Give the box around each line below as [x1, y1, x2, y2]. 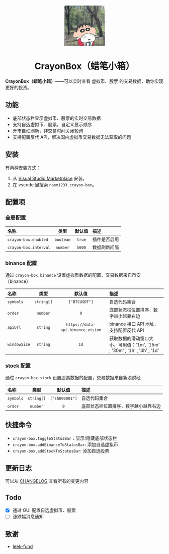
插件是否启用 [92, 236, 119, 242]
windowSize [7, 342, 30, 347]
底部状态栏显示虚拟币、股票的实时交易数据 [12, 115, 101, 121]
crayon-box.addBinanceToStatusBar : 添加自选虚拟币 [12, 441, 118, 447]
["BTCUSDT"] [68, 299, 94, 305]
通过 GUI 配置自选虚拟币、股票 [12, 507, 76, 513]
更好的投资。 [5, 84, 32, 90]
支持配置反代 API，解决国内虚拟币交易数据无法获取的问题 [12, 134, 132, 140]
